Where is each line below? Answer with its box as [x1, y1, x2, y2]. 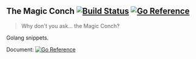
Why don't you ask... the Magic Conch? [21, 22, 120, 29]
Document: [6, 46, 35, 53]
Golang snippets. [6, 34, 49, 41]
